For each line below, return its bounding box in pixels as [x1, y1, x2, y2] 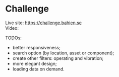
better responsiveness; [12, 44, 61, 50]
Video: [5, 25, 19, 31]
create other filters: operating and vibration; [12, 55, 104, 61]
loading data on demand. [12, 66, 65, 72]
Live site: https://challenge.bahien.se [5, 20, 82, 26]
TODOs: [5, 35, 22, 41]
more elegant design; [12, 60, 57, 66]
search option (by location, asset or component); [12, 50, 114, 56]
